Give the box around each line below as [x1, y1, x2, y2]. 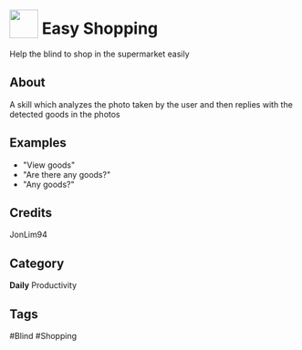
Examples [9, 135, 67, 150]
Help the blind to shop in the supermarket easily [9, 48, 190, 59]
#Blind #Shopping [9, 331, 78, 341]
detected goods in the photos [9, 108, 120, 119]
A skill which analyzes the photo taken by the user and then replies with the [9, 98, 294, 109]
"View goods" [22, 160, 76, 170]
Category [9, 255, 65, 271]
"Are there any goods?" [22, 169, 111, 180]
